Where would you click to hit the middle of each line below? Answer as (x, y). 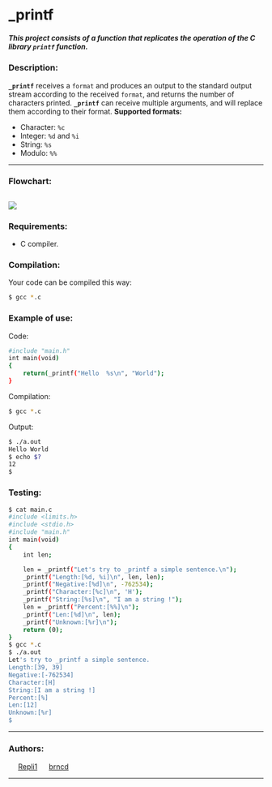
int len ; (38, 555)
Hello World (28, 449)
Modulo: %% (38, 153)
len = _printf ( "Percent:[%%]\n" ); (81, 607)
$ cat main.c (30, 510)
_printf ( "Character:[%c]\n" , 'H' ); (83, 592)
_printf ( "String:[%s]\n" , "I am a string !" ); (103, 600)
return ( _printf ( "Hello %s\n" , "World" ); (93, 374)
